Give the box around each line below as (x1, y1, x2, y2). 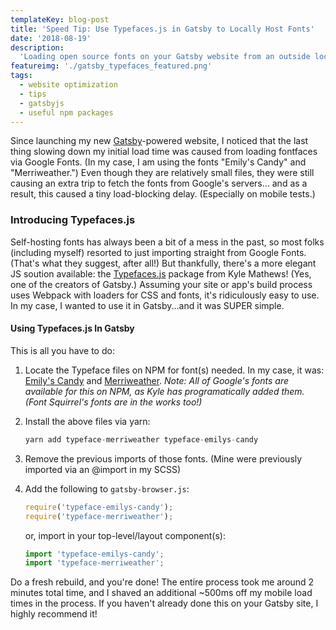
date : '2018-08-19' (10, 33, 92, 43)
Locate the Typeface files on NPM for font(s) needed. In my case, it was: (24, 364, 325, 376)
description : (10, 42, 65, 53)
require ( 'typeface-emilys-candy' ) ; (24, 502, 174, 512)
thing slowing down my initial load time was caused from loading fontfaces (10, 146, 318, 158)
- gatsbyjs (19, 98, 65, 108)
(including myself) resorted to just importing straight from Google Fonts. (10, 246, 307, 258)
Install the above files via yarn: (24, 415, 151, 427)
